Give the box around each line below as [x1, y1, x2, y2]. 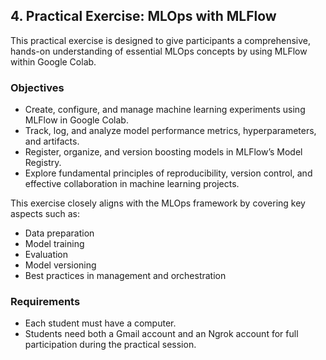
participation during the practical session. [24, 339, 197, 351]
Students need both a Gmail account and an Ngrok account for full [24, 328, 299, 340]
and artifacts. [24, 135, 80, 148]
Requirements [10, 295, 81, 309]
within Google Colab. [10, 55, 97, 68]
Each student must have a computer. [24, 317, 177, 329]
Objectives [10, 80, 65, 94]
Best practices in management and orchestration [24, 270, 227, 282]
